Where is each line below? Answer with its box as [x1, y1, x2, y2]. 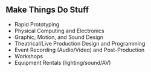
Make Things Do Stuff [5, 5, 89, 15]
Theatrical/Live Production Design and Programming [14, 40, 146, 47]
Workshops [14, 52, 43, 59]
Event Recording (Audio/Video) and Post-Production [14, 46, 145, 53]
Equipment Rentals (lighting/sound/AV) [14, 59, 111, 66]
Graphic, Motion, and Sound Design [14, 33, 104, 41]
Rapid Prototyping [14, 20, 60, 28]
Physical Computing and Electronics [14, 27, 104, 34]
